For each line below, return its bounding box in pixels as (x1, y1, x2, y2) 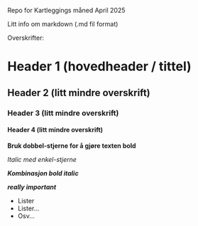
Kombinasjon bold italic (7, 168, 79, 177)
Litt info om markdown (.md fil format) (7, 20, 119, 28)
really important (7, 183, 57, 191)
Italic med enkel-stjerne (7, 155, 77, 163)
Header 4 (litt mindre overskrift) (7, 126, 104, 134)
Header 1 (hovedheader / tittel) (7, 58, 192, 75)
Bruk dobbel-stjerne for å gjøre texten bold (7, 141, 136, 150)
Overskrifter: (7, 33, 45, 42)
